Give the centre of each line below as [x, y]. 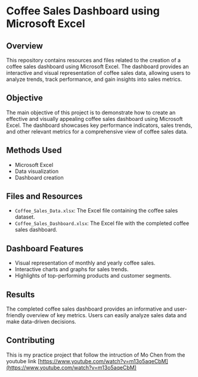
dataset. [25, 217]
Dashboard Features [45, 249]
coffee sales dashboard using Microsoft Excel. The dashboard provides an [98, 66]
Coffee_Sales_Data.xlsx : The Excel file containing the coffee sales [96, 211]
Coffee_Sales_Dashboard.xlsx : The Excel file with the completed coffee [102, 223]
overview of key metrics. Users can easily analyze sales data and [106, 315]
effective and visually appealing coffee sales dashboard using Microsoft [95, 118]
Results [21, 294]
